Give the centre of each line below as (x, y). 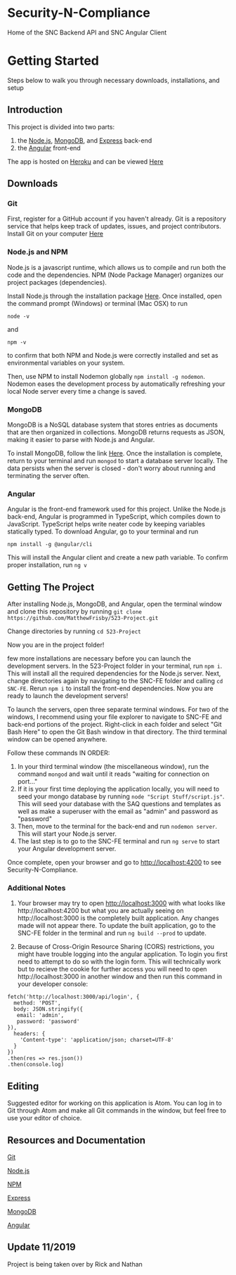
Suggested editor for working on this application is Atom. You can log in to (115, 1103)
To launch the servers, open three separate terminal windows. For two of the (118, 710)
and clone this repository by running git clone (75, 611)
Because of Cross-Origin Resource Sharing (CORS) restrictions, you (116, 947)
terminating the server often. (48, 475)
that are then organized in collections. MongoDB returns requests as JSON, (116, 432)
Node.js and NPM (38, 252)
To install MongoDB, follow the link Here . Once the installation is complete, (115, 453)
